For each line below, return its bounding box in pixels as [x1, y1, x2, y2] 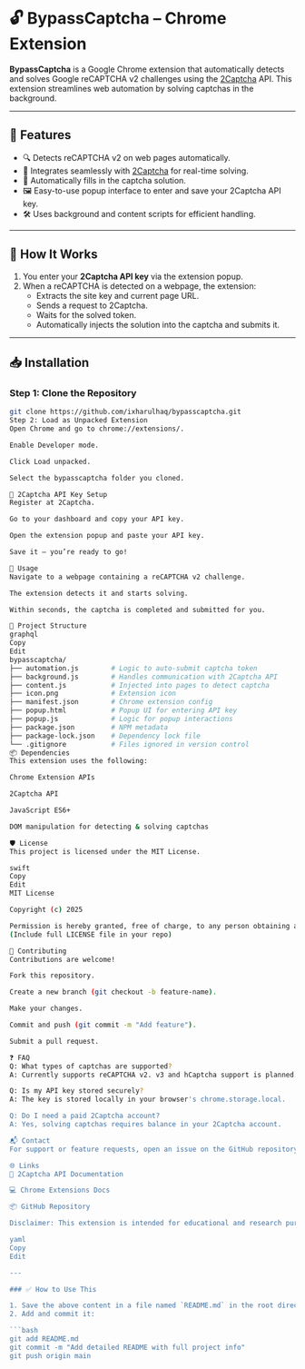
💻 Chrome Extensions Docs [9, 1185, 111, 1195]
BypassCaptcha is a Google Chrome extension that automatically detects [9, 64, 285, 74]
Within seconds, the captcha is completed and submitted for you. [9, 605, 266, 614]
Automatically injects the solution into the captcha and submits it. [35, 319, 280, 330]
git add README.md [9, 1334, 79, 1344]
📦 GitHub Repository [9, 1202, 91, 1212]
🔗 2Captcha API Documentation [9, 1169, 124, 1178]
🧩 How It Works [9, 247, 98, 263]
